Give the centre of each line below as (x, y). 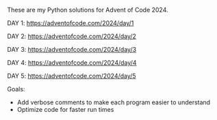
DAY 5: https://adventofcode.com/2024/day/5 (72, 76)
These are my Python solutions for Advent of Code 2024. (88, 10)
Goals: (16, 89)
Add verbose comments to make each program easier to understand (114, 102)
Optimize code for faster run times (65, 109)
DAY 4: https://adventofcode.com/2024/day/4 (72, 63)
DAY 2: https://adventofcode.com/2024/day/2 (72, 36)
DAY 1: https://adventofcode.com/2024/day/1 (71, 23)
